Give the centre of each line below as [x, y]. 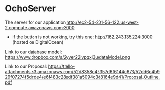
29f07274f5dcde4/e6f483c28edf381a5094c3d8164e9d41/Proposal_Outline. [82, 77]
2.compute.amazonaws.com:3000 [40, 27]
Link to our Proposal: [26, 66]
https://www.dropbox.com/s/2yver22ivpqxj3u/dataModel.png [67, 57]
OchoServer [30, 9]
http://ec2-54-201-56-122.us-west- [103, 22]
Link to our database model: [33, 52]
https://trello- [62, 66]
